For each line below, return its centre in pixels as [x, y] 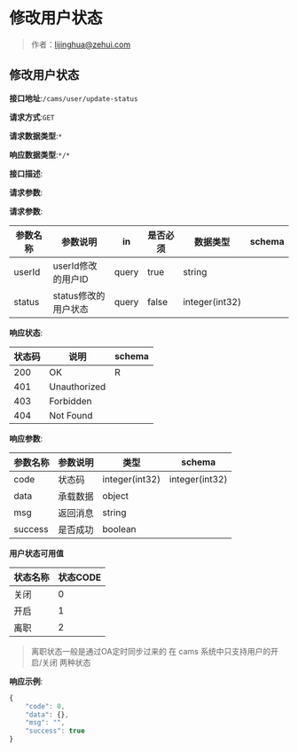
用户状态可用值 [36, 553]
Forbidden [71, 401]
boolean [119, 529]
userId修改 [75, 265]
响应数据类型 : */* [40, 154]
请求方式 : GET [32, 117]
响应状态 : [26, 333]
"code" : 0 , [45, 706]
